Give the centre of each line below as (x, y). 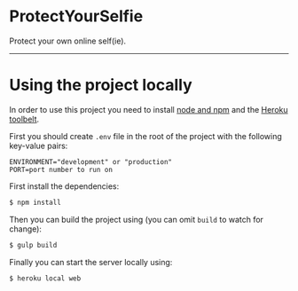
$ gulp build (33, 245)
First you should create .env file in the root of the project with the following (145, 136)
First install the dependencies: (64, 186)
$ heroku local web (45, 278)
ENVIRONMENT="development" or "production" (91, 161)
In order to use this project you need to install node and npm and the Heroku (149, 109)
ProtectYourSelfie (76, 16)
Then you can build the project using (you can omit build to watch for (137, 219)
